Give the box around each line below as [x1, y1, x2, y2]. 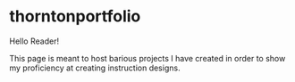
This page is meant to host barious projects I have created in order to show [9, 53, 286, 63]
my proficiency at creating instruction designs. [9, 62, 181, 73]
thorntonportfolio [9, 6, 141, 27]
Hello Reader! [9, 36, 60, 46]
